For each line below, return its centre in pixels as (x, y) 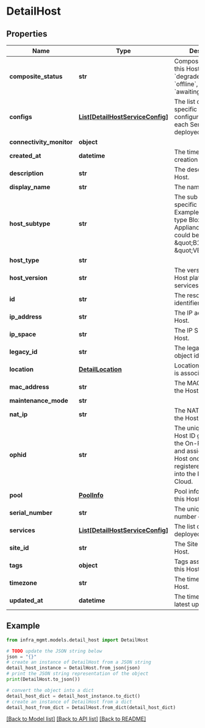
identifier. (188, 303)
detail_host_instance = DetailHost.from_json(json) (73, 668)
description (27, 173)
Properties (27, 34)
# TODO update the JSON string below (54, 651)
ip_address (26, 317)
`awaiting (187, 92)
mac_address (29, 387)
